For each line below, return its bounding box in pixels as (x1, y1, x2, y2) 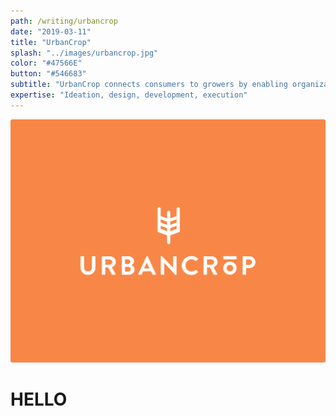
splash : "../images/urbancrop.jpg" (10, 48, 159, 58)
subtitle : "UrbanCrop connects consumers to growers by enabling (10, 80, 288, 90)
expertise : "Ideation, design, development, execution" (10, 90, 248, 100)
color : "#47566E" (10, 58, 83, 69)
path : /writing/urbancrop (10, 16, 118, 26)
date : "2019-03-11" (10, 26, 92, 37)
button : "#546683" (10, 69, 87, 79)
